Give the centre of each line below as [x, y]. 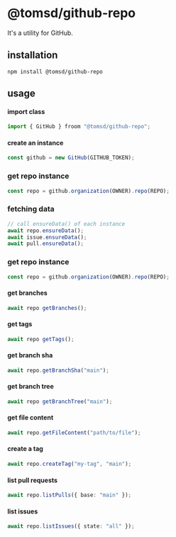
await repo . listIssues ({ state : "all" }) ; [71, 526]
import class [26, 111]
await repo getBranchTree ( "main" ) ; [60, 401]
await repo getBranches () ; [47, 308]
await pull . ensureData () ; [45, 244]
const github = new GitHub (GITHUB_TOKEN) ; [71, 158]
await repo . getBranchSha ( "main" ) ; [59, 370]
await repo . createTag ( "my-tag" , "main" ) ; [70, 464]
